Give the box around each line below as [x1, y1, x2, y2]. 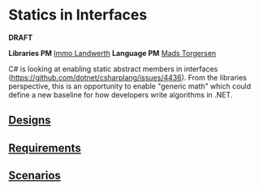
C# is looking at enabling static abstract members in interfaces [8, 63, 218, 74]
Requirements [8, 140, 81, 155]
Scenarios [8, 169, 61, 183]
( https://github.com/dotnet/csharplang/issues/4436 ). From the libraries [8, 72, 248, 82]
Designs [8, 114, 51, 127]
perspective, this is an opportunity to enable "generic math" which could [8, 81, 252, 91]
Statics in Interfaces [8, 6, 148, 24]
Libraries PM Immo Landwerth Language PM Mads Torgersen [8, 48, 217, 58]
